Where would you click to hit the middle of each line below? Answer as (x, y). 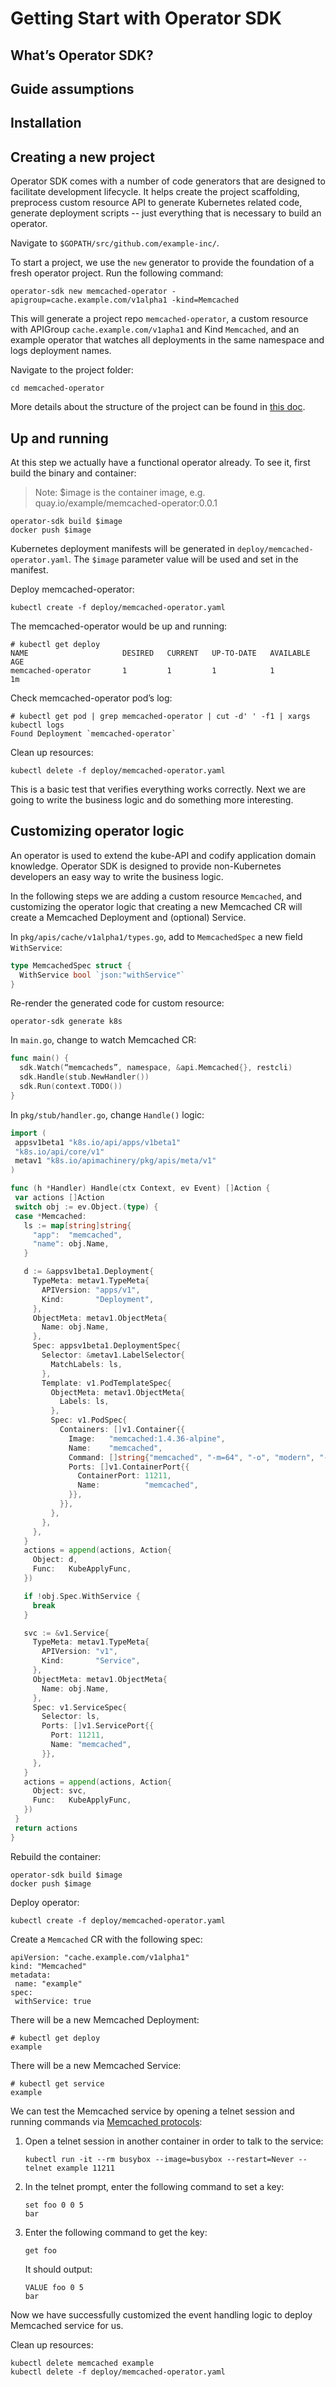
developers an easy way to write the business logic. (117, 876)
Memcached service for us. (67, 2325)
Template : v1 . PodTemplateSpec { (106, 1383)
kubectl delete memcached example (82, 2363)
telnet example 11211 (69, 2168)
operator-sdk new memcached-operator (89, 292)
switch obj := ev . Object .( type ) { (86, 1207)
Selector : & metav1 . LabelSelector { (113, 1355)
